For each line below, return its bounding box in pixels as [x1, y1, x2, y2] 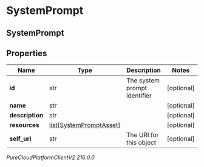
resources [9, 121, 39, 129]
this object [126, 139, 157, 147]
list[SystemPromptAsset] [49, 121, 121, 129]
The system [126, 76, 160, 85]
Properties [6, 48, 47, 58]
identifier [126, 91, 152, 100]
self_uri [9, 134, 32, 143]
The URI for [126, 131, 159, 139]
